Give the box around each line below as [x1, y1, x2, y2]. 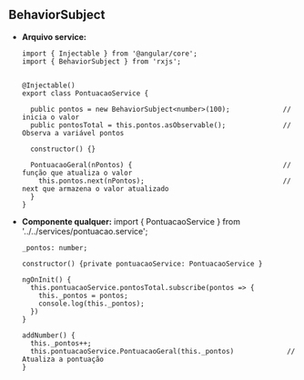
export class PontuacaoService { [21, 88, 149, 98]
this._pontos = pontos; [38, 291, 128, 300]
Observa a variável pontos [21, 128, 125, 137]
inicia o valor [21, 113, 80, 122]
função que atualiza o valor [21, 168, 133, 177]
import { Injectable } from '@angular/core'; [21, 49, 198, 58]
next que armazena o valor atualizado [21, 184, 169, 194]
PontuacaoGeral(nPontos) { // [30, 160, 292, 169]
